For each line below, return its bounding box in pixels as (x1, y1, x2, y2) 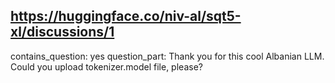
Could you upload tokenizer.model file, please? (10, 60, 203, 73)
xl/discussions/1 (10, 24, 115, 41)
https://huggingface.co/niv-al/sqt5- (10, 8, 242, 25)
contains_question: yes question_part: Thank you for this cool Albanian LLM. (10, 50, 325, 62)
